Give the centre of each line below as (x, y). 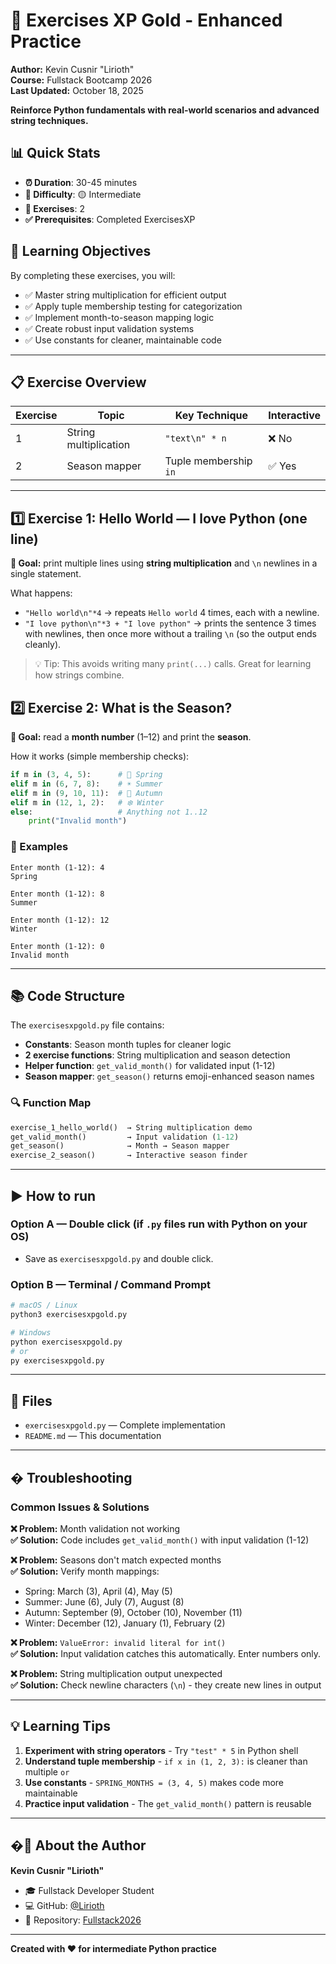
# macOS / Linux (44, 1305)
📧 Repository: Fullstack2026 (83, 1920)
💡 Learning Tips (60, 1726)
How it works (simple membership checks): (100, 756)
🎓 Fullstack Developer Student (89, 1890)
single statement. (46, 574)
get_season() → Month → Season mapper (120, 1146)
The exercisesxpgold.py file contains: (87, 1025)
